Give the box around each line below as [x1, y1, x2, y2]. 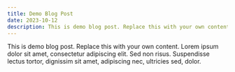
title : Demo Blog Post [7, 10, 73, 17]
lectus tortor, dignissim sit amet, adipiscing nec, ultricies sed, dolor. [7, 57, 201, 66]
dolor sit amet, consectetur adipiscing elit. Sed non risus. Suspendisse [7, 50, 210, 58]
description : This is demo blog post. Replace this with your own [7, 23, 205, 30]
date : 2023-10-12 [7, 17, 58, 24]
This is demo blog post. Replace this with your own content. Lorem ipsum [7, 43, 219, 51]
